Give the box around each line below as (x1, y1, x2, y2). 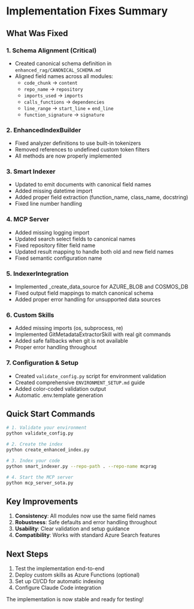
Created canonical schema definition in (14, 60, 112, 67)
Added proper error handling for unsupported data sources (14, 296, 161, 303)
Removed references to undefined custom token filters (14, 146, 150, 153)
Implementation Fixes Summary (6, 4, 168, 18)
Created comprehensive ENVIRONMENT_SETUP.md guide (14, 379, 145, 386)
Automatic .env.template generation (14, 391, 104, 399)
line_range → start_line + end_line (23, 104, 114, 112)
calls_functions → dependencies (23, 98, 105, 105)
